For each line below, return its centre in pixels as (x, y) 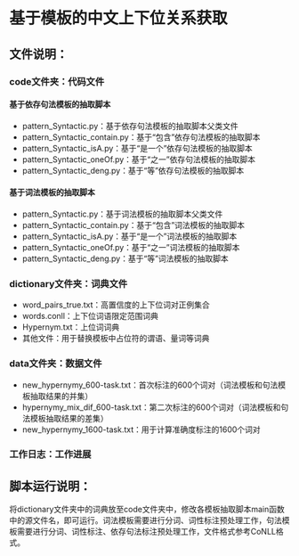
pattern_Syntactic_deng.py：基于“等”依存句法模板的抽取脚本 (133, 170)
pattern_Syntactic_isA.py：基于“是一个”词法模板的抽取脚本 (129, 236)
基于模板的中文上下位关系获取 (119, 18)
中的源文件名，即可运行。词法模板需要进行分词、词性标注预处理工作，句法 (145, 520)
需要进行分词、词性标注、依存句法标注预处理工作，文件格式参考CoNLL (146, 532)
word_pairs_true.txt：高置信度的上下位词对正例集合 (116, 305)
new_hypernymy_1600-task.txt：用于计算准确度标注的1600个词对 (141, 429)
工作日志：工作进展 (50, 454)
